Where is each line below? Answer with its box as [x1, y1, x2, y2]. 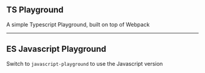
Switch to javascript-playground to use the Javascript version [6, 60, 164, 67]
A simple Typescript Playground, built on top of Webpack [6, 21, 150, 28]
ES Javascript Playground [6, 44, 107, 54]
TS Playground [6, 5, 64, 15]
